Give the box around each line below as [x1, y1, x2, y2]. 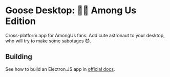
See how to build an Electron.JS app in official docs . [5, 66, 115, 72]
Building [5, 53, 32, 61]
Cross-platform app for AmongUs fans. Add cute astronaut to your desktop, [5, 32, 165, 38]
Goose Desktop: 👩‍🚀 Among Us [5, 5, 137, 16]
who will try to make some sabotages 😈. [5, 38, 91, 44]
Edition [5, 15, 36, 27]
